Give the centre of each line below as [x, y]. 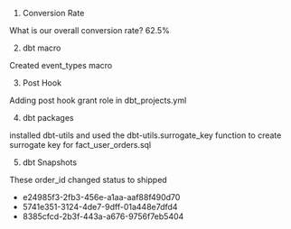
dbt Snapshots [50, 162]
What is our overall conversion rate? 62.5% [89, 30]
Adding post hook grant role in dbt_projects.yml [98, 100]
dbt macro [42, 48]
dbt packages [48, 118]
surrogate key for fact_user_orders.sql [80, 145]
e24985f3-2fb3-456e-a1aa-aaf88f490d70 [101, 197]
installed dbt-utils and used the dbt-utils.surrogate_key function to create [145, 135]
